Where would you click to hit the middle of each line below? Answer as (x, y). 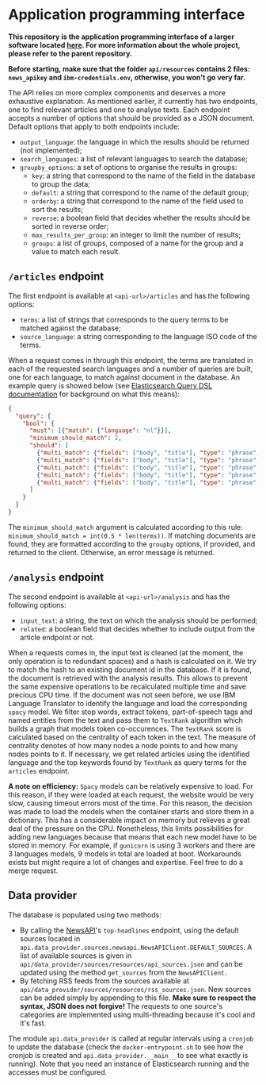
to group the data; (61, 183)
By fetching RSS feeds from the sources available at (104, 981)
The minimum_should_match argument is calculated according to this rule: (125, 527)
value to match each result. (76, 251)
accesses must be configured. (58, 1072)
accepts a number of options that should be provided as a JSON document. (131, 118)
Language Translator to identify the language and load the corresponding (128, 703)
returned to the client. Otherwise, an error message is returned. (112, 552)
